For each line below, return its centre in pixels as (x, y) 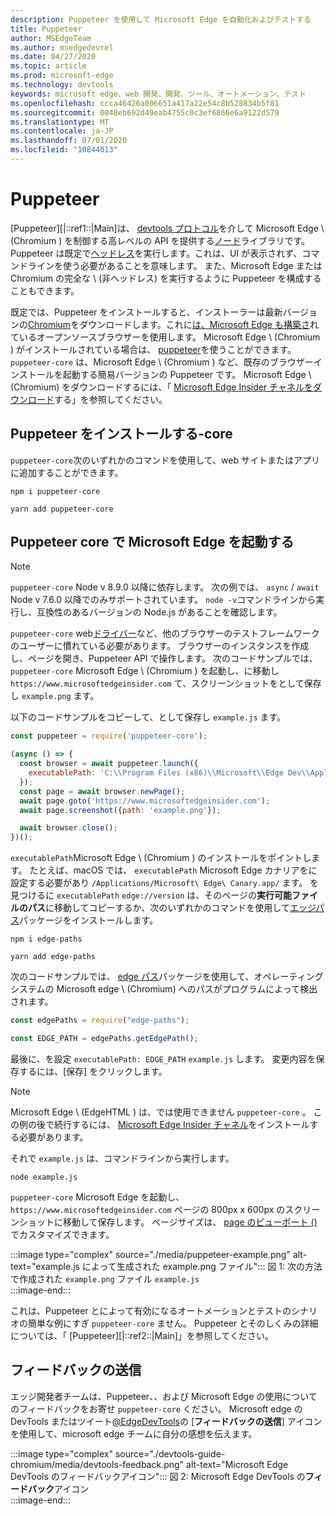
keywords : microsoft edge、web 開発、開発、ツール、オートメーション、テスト (158, 94)
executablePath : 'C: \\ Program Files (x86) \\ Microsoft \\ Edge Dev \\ (169, 773)
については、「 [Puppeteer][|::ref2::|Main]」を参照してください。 (142, 1335)
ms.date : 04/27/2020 (53, 57)
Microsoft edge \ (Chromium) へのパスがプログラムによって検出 (187, 989)
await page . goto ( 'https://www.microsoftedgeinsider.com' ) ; (145, 801)
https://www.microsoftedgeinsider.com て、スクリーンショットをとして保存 (166, 683)
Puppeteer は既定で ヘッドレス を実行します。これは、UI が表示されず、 (156, 253)
